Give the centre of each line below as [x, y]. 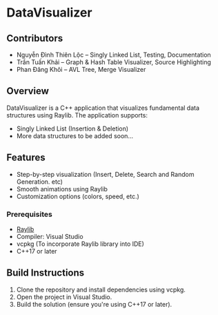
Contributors [35, 38]
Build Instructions [46, 273]
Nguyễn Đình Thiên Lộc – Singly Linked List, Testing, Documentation [113, 55]
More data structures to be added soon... [75, 135]
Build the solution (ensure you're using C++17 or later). [94, 304]
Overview [28, 91]
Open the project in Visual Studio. [64, 297]
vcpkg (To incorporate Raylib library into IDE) [80, 244]
